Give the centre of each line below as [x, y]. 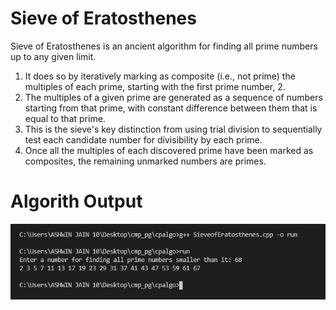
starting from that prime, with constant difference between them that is [171, 108]
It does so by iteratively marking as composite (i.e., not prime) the [160, 76]
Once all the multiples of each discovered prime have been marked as [169, 150]
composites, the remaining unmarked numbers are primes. [145, 161]
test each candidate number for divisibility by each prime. [143, 139]
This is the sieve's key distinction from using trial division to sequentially [173, 129]
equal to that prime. [65, 118]
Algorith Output [76, 201]
